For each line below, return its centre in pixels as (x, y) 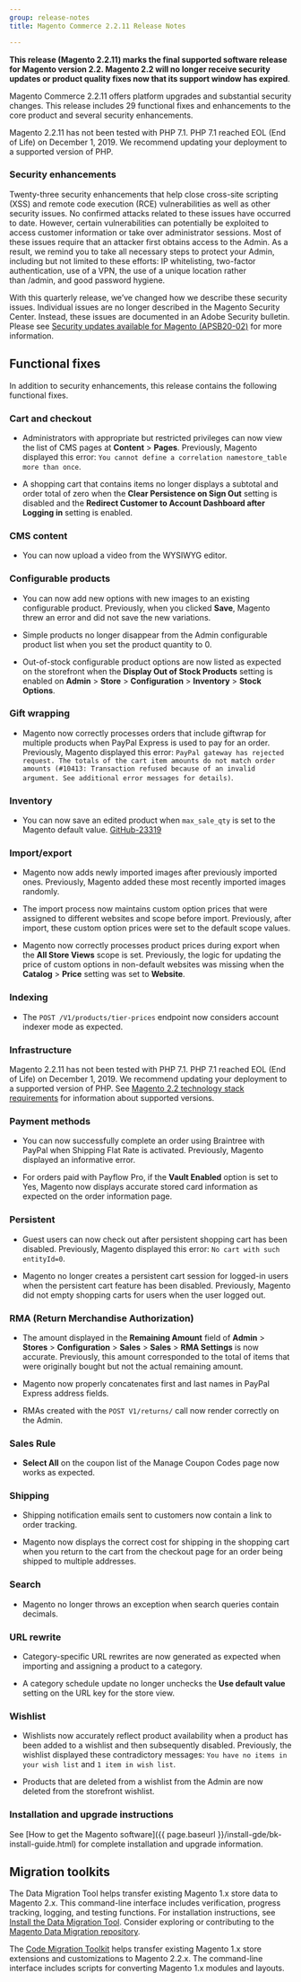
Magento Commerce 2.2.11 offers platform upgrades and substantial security (150, 96)
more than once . (52, 466)
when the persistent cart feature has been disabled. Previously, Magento (156, 1285)
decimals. (40, 1614)
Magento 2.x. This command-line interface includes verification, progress (145, 1903)
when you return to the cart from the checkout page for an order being (153, 1552)
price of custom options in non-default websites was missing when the (153, 965)
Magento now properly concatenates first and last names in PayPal (146, 1383)
